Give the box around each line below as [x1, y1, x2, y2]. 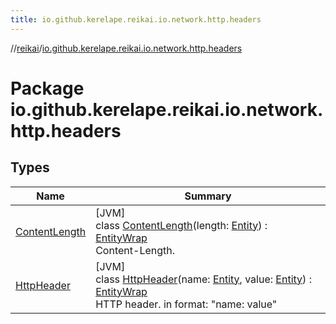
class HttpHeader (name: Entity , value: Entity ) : [95, 272, 312, 286]
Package [10, 77, 85, 100]
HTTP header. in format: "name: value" [95, 297, 278, 311]
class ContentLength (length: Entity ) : [95, 218, 268, 232]
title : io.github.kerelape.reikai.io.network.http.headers [10, 14, 262, 25]
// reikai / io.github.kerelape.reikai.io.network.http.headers [10, 42, 243, 54]
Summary [184, 189, 232, 203]
